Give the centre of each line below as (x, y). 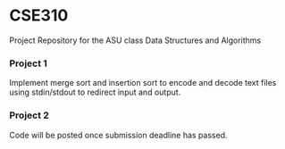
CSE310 (39, 16)
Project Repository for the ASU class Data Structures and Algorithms (135, 40)
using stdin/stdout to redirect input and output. (95, 92)
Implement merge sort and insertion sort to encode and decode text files (143, 83)
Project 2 (29, 115)
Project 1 (28, 63)
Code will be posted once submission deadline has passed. (118, 135)
